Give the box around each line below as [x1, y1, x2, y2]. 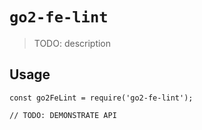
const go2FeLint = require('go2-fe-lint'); [9, 93, 194, 103]
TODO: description [33, 37, 112, 49]
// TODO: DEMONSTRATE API [9, 110, 117, 120]
